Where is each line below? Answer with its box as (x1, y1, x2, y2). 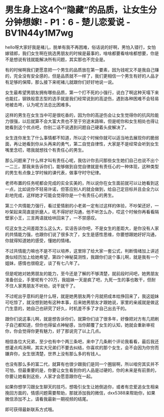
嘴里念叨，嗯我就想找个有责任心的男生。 (5, 147, 86, 153)
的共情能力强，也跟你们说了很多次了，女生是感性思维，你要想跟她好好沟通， (5, 231, 159, 237)
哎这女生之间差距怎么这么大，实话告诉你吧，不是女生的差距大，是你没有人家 (5, 225, 159, 231)
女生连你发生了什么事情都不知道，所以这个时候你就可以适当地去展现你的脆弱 (5, 135, 159, 140)
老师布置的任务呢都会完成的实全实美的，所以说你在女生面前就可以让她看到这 (5, 180, 159, 186)
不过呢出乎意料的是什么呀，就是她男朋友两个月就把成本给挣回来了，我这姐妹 (5, 293, 159, 299)
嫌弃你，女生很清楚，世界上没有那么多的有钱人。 (5, 350, 103, 356)
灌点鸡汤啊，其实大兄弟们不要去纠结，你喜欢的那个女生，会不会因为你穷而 (9, 345, 159, 350)
